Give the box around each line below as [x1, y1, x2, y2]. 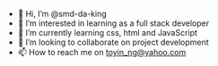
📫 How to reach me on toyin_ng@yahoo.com [17, 47, 187, 57]
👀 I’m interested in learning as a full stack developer [17, 18, 210, 29]
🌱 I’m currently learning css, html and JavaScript [17, 28, 197, 37]
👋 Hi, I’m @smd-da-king [17, 9, 107, 19]
